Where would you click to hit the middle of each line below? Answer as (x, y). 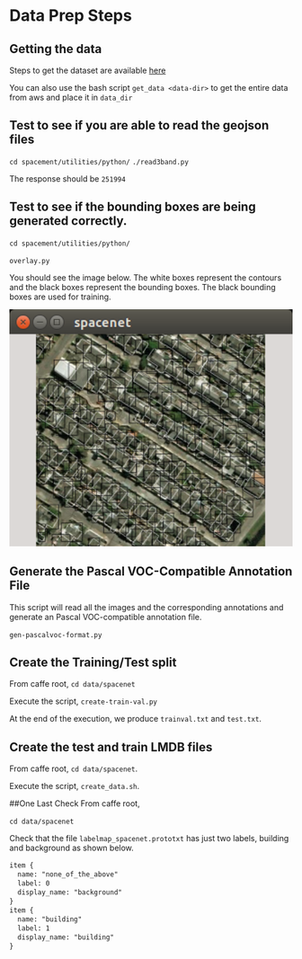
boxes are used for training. (60, 297)
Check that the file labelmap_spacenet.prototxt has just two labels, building (149, 839)
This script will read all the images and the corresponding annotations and (147, 607)
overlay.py (30, 261)
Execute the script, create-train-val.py (84, 701)
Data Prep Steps (71, 16)
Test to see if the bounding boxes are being (133, 207)
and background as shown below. (72, 848)
